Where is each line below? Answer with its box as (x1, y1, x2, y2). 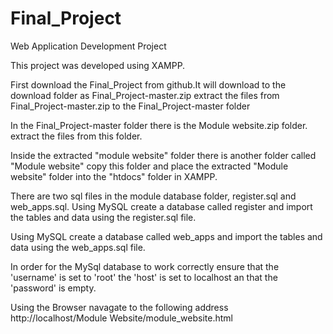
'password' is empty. (10, 282, 97, 294)
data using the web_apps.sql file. (10, 241, 146, 253)
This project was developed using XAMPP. (10, 59, 186, 71)
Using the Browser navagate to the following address (10, 301, 229, 313)
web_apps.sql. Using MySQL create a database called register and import (10, 200, 313, 212)
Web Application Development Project (10, 40, 167, 52)
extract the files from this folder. (10, 130, 143, 142)
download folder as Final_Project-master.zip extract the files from (10, 89, 280, 101)
